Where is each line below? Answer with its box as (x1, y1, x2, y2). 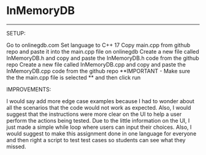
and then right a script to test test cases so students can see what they (6, 136, 186, 143)
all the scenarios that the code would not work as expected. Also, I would (6, 104, 191, 111)
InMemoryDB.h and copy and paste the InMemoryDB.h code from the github (6, 54, 199, 62)
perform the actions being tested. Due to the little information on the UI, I (6, 117, 190, 124)
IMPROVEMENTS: (6, 85, 51, 93)
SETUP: (6, 29, 26, 37)
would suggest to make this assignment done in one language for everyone (6, 129, 197, 137)
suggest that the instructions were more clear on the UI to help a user (6, 110, 182, 118)
